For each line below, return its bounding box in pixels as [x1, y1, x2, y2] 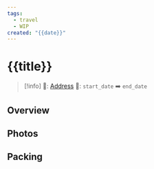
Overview [7, 104, 50, 116]
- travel [13, 16, 38, 23]
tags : [7, 10, 23, 17]
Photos [7, 128, 38, 139]
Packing [7, 151, 43, 163]
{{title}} [7, 59, 53, 74]
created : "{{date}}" [7, 29, 67, 36]
